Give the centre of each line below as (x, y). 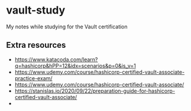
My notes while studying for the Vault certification (67, 27)
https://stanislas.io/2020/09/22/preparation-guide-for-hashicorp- (95, 91)
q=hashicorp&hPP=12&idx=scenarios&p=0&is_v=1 (75, 66)
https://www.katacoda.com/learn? (56, 59)
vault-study (36, 10)
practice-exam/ (33, 78)
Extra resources (36, 45)
